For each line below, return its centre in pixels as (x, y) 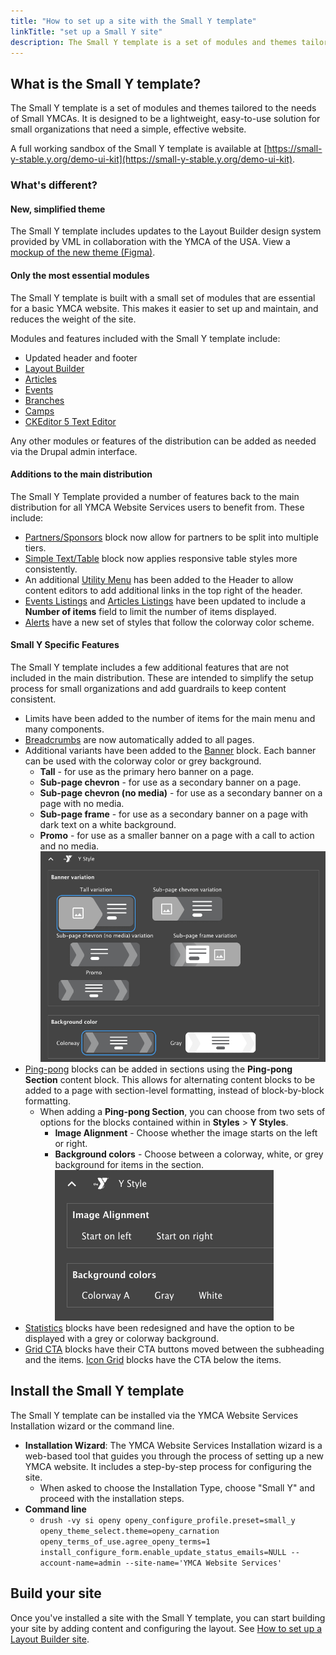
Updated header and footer (81, 357)
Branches (44, 400)
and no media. (69, 846)
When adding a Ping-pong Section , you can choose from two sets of (182, 1111)
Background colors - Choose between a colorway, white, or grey (189, 1154)
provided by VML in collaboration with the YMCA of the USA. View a (150, 242)
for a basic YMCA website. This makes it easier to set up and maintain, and (164, 308)
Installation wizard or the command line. (92, 1426)
